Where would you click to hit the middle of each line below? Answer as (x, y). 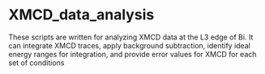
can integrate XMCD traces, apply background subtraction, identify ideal (130, 45)
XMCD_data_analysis (81, 15)
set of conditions (36, 63)
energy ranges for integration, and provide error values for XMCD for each (132, 54)
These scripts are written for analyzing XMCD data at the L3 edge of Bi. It (131, 37)
